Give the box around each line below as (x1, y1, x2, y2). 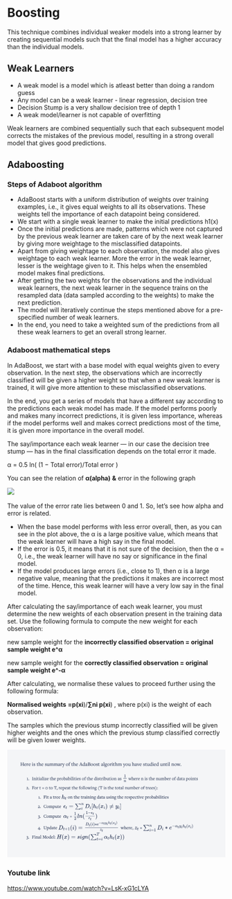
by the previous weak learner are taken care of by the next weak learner (17, 232, 224, 241)
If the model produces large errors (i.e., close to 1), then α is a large (17, 567, 210, 575)
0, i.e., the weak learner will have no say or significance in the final (17, 551, 208, 560)
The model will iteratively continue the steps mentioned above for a (17, 306, 210, 314)
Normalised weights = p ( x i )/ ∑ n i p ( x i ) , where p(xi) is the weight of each (7, 700, 212, 708)
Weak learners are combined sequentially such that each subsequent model (7, 123, 224, 132)
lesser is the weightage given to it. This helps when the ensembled (17, 262, 208, 270)
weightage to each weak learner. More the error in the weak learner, (17, 255, 212, 263)
